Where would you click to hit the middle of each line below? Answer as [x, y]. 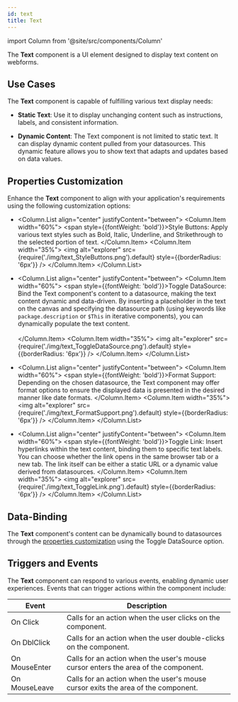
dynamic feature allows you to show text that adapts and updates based [123, 151]
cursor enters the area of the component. [135, 667]
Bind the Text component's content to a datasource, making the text [117, 294]
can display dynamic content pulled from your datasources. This [112, 144]
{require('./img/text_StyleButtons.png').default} [86, 257]
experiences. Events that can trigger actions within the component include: [117, 588]
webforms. [23, 62]
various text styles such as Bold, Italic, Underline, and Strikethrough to [120, 235]
